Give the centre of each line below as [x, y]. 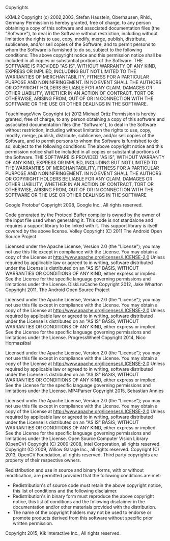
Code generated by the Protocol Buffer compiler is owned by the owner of [83, 215]
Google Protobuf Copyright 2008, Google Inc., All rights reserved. [74, 205]
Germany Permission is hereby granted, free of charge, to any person [78, 23]
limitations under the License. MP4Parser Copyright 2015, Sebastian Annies [84, 391]
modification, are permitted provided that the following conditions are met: [83, 475]
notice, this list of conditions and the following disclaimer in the [79, 501]
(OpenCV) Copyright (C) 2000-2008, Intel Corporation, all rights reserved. [83, 444]
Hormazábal [18, 343]
